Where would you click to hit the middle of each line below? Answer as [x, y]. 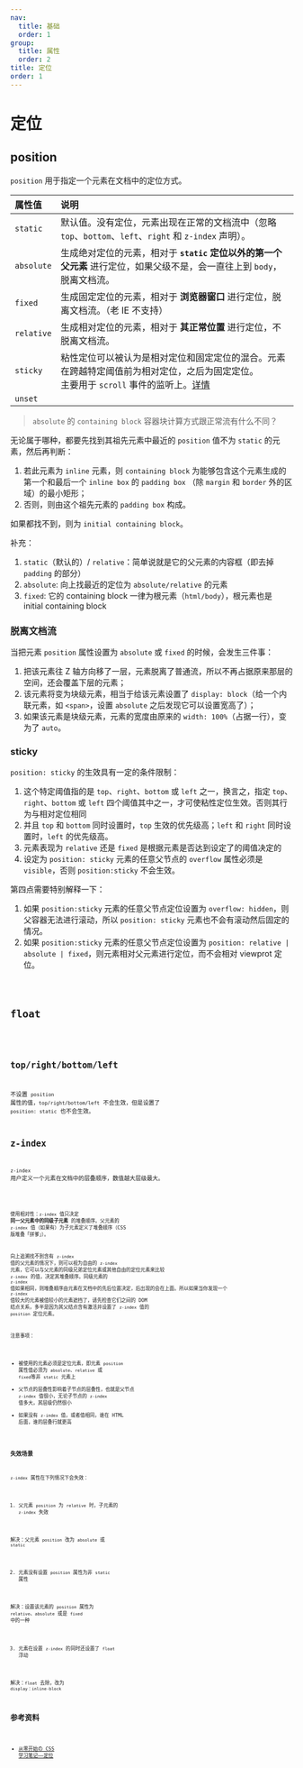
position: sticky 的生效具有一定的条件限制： [95, 773]
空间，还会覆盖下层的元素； [75, 682]
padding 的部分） [54, 573]
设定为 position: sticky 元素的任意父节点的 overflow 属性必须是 [143, 859]
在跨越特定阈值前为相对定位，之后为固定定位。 [160, 371]
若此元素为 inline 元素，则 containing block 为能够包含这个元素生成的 [155, 471]
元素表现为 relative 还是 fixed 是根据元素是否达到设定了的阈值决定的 [152, 847]
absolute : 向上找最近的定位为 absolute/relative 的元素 [125, 584]
